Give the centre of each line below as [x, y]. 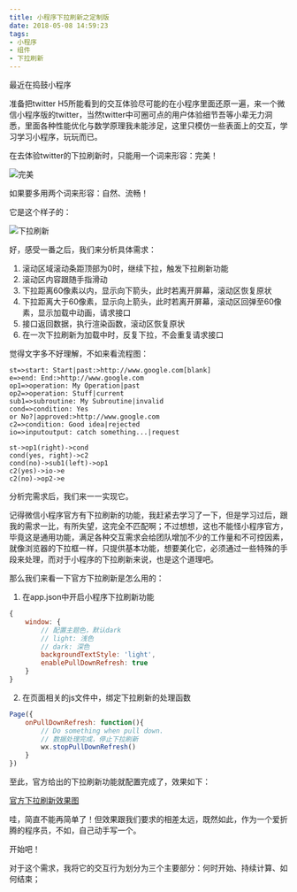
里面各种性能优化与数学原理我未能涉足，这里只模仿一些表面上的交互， [152, 126]
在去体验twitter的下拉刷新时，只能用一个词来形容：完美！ [114, 155]
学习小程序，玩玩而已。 [59, 137]
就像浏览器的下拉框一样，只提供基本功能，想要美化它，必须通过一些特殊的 [145, 548]
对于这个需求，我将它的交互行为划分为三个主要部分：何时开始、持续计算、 [145, 868]
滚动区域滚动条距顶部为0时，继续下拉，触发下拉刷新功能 [125, 268]
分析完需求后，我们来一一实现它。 [71, 496]
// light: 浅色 [68, 638]
